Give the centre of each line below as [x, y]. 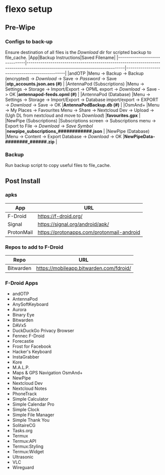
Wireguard [23, 468]
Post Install [23, 181]
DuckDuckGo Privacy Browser [43, 331]
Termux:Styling [28, 446]
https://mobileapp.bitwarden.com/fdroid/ [84, 268]
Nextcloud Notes [29, 389]
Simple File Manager [33, 415]
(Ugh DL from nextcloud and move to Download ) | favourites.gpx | [73, 115]
